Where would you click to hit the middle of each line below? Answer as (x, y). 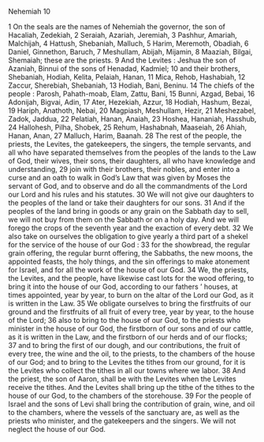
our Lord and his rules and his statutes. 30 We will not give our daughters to (131, 194)
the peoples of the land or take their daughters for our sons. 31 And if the (126, 203)
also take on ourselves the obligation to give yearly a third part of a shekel (128, 236)
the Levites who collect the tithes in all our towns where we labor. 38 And (127, 371)
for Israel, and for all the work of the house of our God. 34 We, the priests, (128, 270)
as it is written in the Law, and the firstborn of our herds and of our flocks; (128, 337)
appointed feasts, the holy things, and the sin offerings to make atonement (129, 261)
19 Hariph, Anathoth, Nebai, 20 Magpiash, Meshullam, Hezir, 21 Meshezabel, (132, 110)
